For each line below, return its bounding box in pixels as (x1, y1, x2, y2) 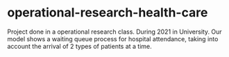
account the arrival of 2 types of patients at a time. (7, 42, 153, 50)
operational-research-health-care (7, 5, 208, 21)
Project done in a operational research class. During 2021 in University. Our (7, 27, 222, 36)
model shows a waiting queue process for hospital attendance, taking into (7, 34, 219, 43)
